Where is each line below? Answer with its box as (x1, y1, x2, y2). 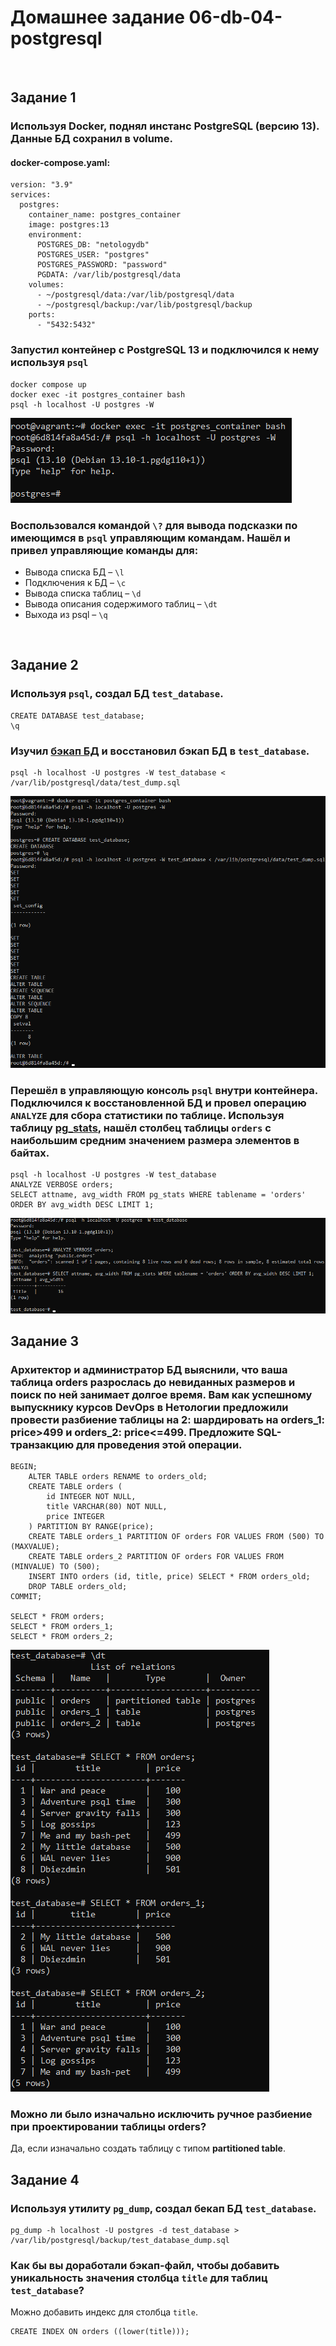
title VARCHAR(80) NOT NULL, (46, 1502, 168, 1512)
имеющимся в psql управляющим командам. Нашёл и (10, 531, 291, 545)
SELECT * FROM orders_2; (10, 1632, 114, 1642)
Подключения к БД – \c (24, 577, 127, 589)
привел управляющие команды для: (10, 543, 199, 557)
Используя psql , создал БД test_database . (10, 687, 224, 701)
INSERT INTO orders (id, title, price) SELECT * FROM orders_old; (28, 1572, 311, 1582)
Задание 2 (10, 657, 79, 674)
